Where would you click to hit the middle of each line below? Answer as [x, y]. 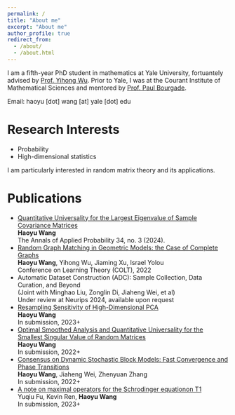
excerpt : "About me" [38, 27]
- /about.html [34, 53]
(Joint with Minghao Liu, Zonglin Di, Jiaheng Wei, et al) [96, 292]
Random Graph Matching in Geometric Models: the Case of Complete [118, 247]
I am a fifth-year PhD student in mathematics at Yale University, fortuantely [115, 73]
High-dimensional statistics [57, 156]
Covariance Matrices [48, 225]
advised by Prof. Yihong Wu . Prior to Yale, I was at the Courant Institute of [114, 80]
